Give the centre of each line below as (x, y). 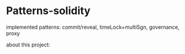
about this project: (28, 45)
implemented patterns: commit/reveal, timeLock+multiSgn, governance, (93, 27)
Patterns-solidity (48, 11)
